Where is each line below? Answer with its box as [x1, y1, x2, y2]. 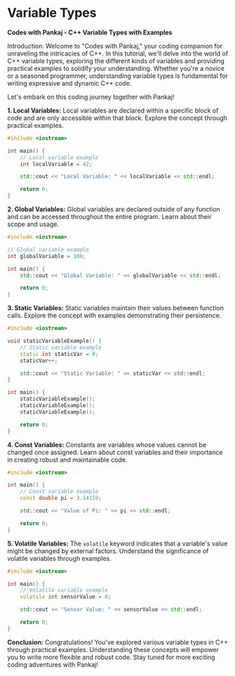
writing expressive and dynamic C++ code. [7, 79, 132, 87]
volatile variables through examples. [7, 554, 112, 562]
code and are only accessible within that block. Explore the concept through [7, 114, 228, 122]
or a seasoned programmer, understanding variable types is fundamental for [7, 72, 228, 80]
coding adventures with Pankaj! [7, 660, 98, 668]
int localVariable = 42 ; [20, 160, 93, 168]
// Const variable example [20, 488, 99, 496]
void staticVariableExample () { [7, 338, 102, 345]
